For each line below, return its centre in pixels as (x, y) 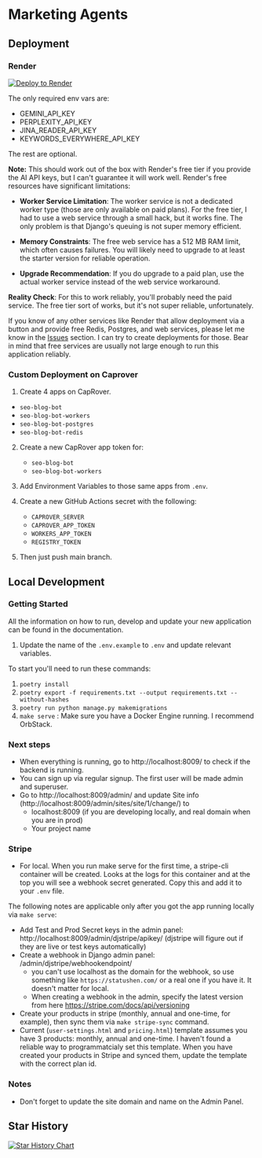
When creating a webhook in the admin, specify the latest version (137, 997)
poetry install (44, 684)
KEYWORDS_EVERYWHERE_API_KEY (80, 139)
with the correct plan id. (58, 1064)
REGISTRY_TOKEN (56, 542)
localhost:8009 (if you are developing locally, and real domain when (141, 812)
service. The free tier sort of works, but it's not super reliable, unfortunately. (131, 305)
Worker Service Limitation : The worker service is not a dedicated (126, 201)
